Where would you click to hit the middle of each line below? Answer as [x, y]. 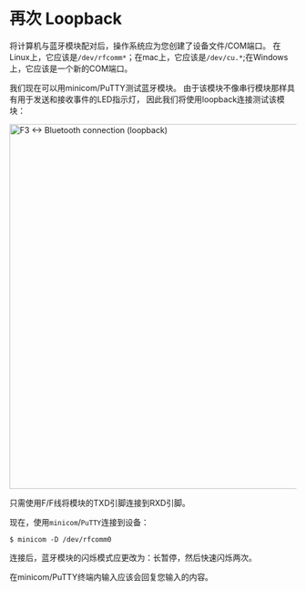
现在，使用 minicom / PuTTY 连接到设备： [79, 522]
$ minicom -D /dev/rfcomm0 [61, 539]
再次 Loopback [66, 19]
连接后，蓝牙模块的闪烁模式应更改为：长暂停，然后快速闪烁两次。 [133, 557]
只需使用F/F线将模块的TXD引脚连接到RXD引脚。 [100, 503]
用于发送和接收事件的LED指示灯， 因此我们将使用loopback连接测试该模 [151, 99]
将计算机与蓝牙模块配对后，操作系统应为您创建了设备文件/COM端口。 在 [145, 46]
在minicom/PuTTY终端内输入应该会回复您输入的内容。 [112, 576]
